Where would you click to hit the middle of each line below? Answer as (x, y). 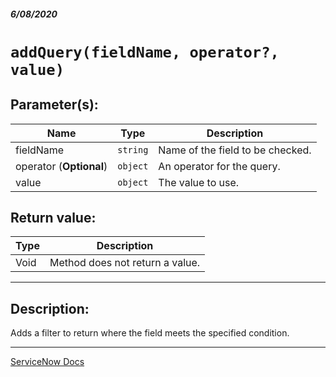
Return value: (53, 217)
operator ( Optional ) (61, 166)
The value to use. (199, 182)
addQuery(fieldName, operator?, (145, 52)
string (133, 149)
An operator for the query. (219, 166)
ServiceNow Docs (47, 362)
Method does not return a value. (125, 263)
